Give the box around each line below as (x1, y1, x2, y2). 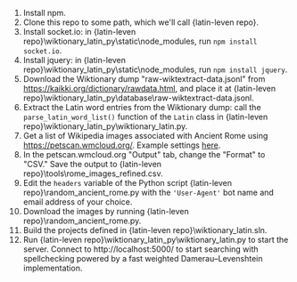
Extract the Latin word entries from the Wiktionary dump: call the (22, 102, 261, 112)
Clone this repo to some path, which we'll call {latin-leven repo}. (22, 17, 260, 28)
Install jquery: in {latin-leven (22, 55, 126, 65)
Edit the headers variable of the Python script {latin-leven (22, 178, 233, 188)
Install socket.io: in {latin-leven (22, 27, 136, 36)
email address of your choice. (22, 197, 133, 207)
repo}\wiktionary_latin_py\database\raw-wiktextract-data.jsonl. (22, 93, 255, 103)
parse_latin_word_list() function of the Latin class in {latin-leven (22, 111, 268, 122)
